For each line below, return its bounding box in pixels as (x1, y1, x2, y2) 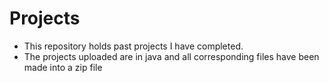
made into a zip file (23, 61, 103, 73)
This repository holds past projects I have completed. (23, 40, 244, 52)
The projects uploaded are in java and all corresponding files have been (23, 50, 320, 62)
